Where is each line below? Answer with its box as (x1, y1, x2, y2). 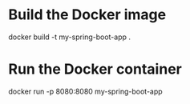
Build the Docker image (8, 6, 167, 24)
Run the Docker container (8, 60, 182, 78)
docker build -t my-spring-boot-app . (8, 32, 131, 42)
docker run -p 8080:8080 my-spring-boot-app (8, 86, 163, 96)
